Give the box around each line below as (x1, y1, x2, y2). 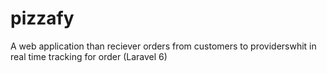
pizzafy (10, 7, 75, 30)
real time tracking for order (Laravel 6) (10, 50, 168, 62)
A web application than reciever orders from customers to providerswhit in (10, 40, 317, 52)
